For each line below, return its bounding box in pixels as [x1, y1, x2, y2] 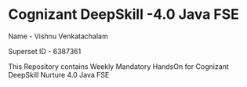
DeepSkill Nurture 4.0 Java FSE [8, 70, 110, 79]
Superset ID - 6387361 [8, 46, 82, 56]
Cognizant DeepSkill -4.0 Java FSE [8, 5, 239, 24]
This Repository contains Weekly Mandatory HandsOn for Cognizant [8, 61, 229, 71]
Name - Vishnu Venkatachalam [8, 31, 108, 41]
